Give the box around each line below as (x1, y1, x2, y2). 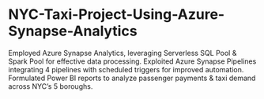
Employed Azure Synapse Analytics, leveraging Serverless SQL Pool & (8, 48, 237, 57)
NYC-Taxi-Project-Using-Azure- (8, 5, 225, 24)
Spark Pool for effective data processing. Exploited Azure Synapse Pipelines (8, 57, 257, 66)
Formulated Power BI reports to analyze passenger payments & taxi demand (8, 73, 256, 82)
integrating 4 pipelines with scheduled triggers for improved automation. (8, 64, 244, 74)
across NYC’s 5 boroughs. (8, 81, 93, 91)
